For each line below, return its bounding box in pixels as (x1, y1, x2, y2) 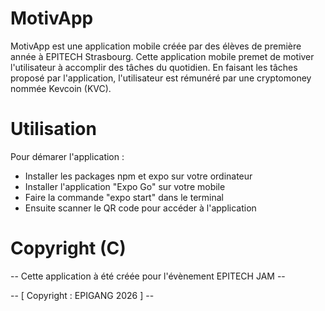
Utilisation (10, 118, 97, 141)
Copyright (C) (10, 237, 127, 260)
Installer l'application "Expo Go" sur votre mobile (24, 180, 226, 192)
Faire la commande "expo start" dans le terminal (24, 191, 224, 203)
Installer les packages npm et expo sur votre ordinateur (24, 170, 253, 182)
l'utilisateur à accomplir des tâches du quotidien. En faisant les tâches (10, 61, 298, 73)
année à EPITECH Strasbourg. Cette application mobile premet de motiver (10, 50, 315, 62)
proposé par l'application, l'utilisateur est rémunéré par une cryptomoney (10, 72, 312, 84)
